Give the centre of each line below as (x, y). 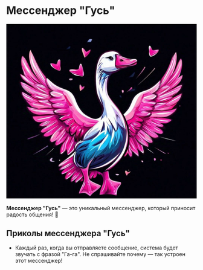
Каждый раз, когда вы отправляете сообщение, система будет (96, 248)
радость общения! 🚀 (32, 214)
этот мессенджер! (39, 261)
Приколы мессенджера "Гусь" (68, 233)
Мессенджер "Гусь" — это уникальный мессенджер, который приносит (101, 208)
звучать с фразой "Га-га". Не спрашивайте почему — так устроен (100, 254)
